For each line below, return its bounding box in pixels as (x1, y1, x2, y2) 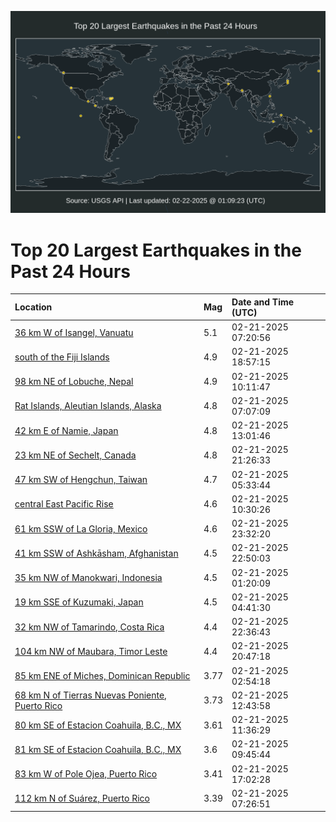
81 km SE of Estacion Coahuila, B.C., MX (14, 743, 182, 755)
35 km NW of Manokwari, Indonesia (14, 572, 163, 584)
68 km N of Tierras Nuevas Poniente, (14, 689, 167, 701)
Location (14, 301, 53, 313)
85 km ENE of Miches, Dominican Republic (14, 670, 191, 682)
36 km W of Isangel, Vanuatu (14, 326, 134, 338)
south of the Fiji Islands (14, 351, 110, 363)
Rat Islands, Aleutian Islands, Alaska (14, 400, 162, 412)
